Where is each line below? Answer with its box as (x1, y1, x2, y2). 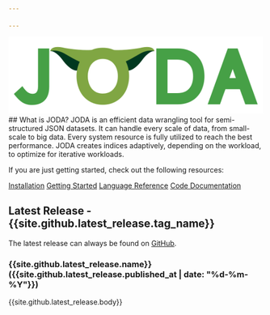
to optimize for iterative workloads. (8, 150, 124, 160)
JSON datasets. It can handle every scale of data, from (44, 124, 228, 134)
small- (229, 124, 251, 134)
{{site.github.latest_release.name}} (8, 258, 152, 270)
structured (8, 124, 44, 134)
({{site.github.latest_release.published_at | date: (8, 268, 205, 279)
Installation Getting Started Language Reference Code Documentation (8, 181, 242, 190)
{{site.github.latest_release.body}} (8, 297, 123, 307)
